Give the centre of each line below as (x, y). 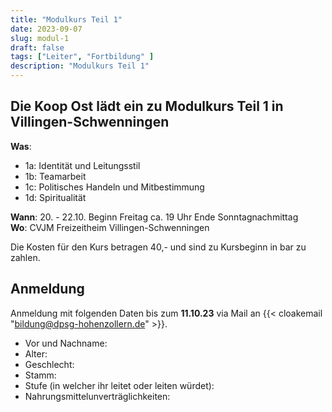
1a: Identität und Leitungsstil (82, 165)
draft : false (37, 47)
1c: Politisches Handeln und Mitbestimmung (114, 187)
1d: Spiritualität (55, 197)
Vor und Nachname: (66, 343)
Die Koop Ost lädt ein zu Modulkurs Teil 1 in (147, 106)
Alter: (36, 353)
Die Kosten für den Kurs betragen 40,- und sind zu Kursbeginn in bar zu (158, 247)
